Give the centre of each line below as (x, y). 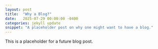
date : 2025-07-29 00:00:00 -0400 (42, 18)
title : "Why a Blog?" (28, 14)
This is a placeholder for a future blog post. (49, 41)
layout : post (19, 9)
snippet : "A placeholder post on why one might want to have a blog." (79, 28)
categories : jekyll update (33, 23)
